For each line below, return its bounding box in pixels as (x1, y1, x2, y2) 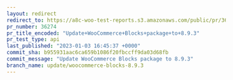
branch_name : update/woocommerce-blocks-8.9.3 (6, 62, 144, 69)
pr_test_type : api (6, 36, 60, 43)
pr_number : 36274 (6, 23, 57, 30)
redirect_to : (6, 17, 45, 24)
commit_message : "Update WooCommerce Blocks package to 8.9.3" (6, 56, 194, 63)
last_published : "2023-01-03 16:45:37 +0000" (6, 42, 140, 49)
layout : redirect (6, 10, 57, 17)
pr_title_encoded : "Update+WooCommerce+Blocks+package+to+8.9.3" (6, 29, 200, 37)
